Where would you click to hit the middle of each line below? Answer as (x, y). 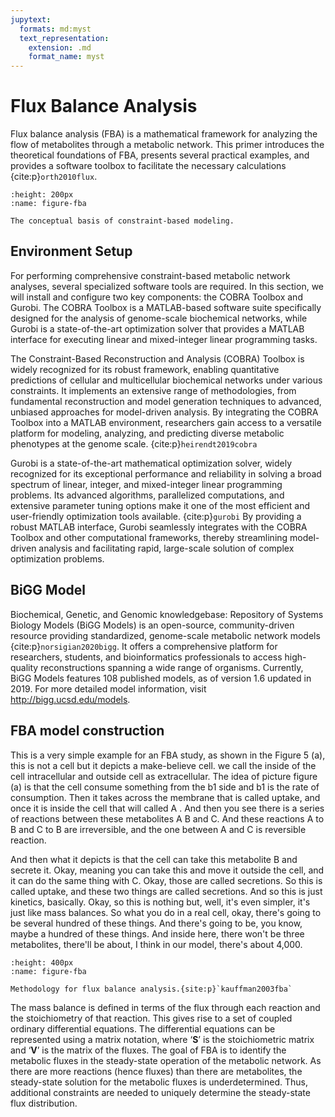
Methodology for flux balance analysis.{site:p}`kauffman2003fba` (151, 989)
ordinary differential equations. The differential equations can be (143, 1028)
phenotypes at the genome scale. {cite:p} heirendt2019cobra (134, 443)
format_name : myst (66, 57)
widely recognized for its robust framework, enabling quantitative (145, 369)
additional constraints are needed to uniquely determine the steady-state (160, 1092)
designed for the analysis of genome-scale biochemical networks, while (159, 318)
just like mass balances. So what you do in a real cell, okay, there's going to (166, 912)
